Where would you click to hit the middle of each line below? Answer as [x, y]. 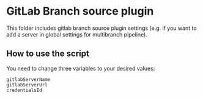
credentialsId [24, 90]
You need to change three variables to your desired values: [81, 68]
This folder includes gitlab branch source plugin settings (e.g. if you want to [102, 28]
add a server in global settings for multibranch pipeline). [77, 34]
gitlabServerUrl [27, 85]
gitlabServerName [28, 79]
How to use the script [48, 54]
